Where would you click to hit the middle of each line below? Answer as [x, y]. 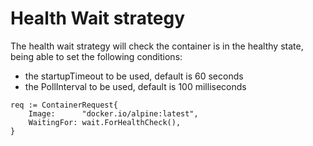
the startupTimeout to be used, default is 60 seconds [134, 76]
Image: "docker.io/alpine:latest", [113, 113]
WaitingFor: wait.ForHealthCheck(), [105, 122]
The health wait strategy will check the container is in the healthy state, [157, 46]
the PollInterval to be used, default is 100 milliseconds [135, 86]
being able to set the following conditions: [96, 56]
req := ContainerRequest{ [64, 105]
